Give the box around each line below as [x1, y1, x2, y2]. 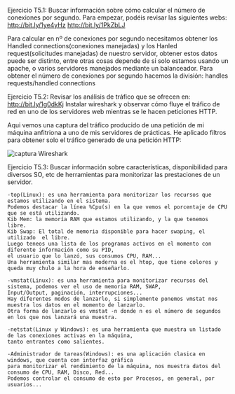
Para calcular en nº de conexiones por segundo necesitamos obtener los [7, 34, 218, 43]
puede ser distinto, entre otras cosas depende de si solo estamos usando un [7, 57, 229, 65]
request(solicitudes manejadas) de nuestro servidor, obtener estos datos [7, 49, 217, 57]
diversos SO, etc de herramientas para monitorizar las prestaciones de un [7, 171, 220, 178]
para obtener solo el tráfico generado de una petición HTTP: [7, 136, 182, 144]
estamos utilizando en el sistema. [7, 197, 112, 204]
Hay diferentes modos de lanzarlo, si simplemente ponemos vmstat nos [7, 295, 218, 302]
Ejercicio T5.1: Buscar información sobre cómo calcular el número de [7, 6, 206, 14]
